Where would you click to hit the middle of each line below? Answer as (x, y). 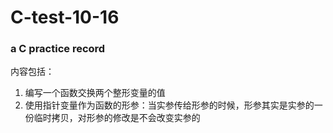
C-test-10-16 (65, 17)
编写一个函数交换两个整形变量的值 (95, 93)
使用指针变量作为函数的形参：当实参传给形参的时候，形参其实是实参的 (169, 105)
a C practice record (58, 49)
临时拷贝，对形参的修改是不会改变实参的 (117, 118)
